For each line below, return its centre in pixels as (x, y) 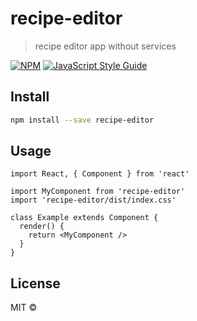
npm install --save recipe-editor (82, 120)
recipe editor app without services (105, 46)
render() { (42, 227)
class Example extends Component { (84, 218)
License (35, 283)
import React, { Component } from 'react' (100, 174)
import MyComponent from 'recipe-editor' (98, 192)
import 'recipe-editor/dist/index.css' (93, 200)
